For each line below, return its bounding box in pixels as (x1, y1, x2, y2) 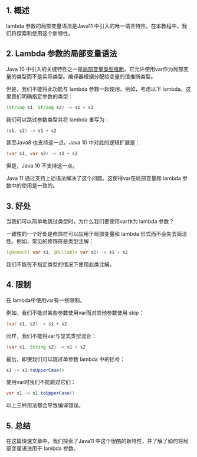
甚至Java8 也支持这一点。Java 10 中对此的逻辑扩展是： (6, 139, 140, 146)
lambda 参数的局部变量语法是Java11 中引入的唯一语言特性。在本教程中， (6, 22, 182, 29)
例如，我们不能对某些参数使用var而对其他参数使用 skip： (6, 309, 145, 316)
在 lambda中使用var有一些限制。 (6, 297, 86, 304)
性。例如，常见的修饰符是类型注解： (6, 238, 94, 245)
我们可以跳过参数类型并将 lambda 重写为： (6, 116, 110, 123)
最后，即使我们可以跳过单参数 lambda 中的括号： (6, 356, 126, 363)
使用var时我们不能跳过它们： (6, 379, 76, 386)
